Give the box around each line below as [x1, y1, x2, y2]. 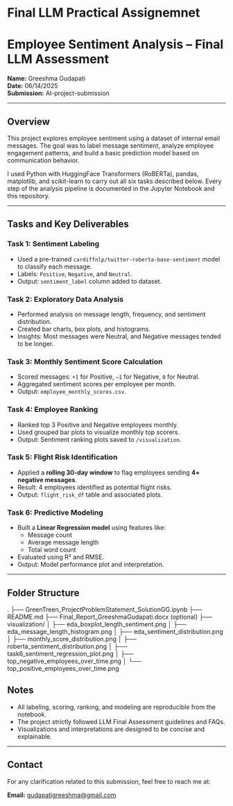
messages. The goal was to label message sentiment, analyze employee [7, 141, 214, 150]
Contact [7, 759, 43, 771]
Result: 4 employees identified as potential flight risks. [17, 483, 172, 491]
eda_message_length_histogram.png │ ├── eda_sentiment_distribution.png [7, 627, 224, 635]
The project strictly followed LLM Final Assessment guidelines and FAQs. [17, 717, 225, 726]
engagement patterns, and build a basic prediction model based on [7, 148, 199, 157]
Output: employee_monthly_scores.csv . [17, 387, 127, 396]
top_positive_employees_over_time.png [7, 664, 119, 672]
